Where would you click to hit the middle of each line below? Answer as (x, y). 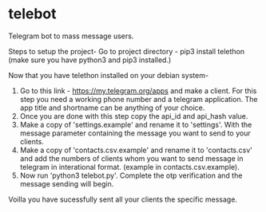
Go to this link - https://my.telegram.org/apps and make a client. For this (138, 90)
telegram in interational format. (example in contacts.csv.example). (129, 167)
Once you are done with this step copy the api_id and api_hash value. (134, 116)
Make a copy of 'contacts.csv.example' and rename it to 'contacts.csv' (136, 150)
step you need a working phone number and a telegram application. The (139, 99)
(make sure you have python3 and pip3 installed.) (90, 60)
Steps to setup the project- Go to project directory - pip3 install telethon (127, 51)
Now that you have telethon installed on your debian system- (109, 75)
